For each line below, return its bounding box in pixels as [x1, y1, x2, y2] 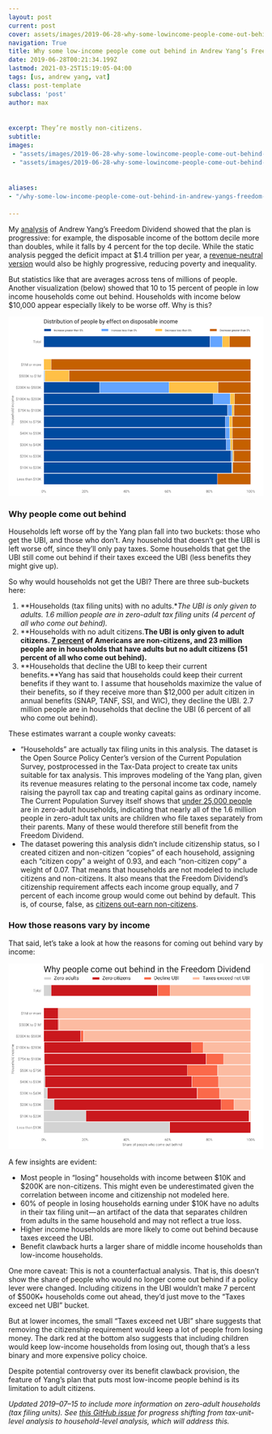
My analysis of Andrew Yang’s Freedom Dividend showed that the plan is [8, 224, 251, 234]
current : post [8, 21, 57, 30]
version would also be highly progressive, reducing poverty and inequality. [8, 258, 257, 268]
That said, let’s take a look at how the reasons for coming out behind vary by [8, 938, 263, 948]
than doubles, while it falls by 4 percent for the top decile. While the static [8, 241, 255, 251]
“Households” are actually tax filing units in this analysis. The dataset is [19, 745, 258, 754]
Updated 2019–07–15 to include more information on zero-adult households [8, 1398, 261, 1409]
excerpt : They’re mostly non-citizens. [8, 124, 143, 133]
